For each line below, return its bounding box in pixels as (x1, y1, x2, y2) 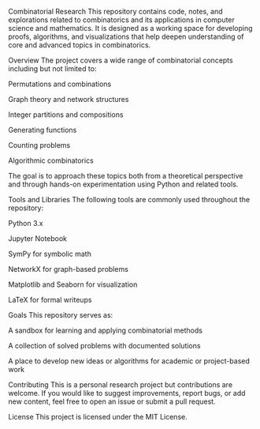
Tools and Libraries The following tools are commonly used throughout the (8, 195, 251, 204)
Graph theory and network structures (8, 95, 129, 103)
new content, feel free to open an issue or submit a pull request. (8, 397, 216, 406)
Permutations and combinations (8, 79, 112, 88)
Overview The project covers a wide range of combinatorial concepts (8, 55, 234, 65)
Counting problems (8, 141, 71, 149)
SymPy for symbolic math (8, 249, 92, 258)
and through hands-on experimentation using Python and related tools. (8, 179, 239, 189)
